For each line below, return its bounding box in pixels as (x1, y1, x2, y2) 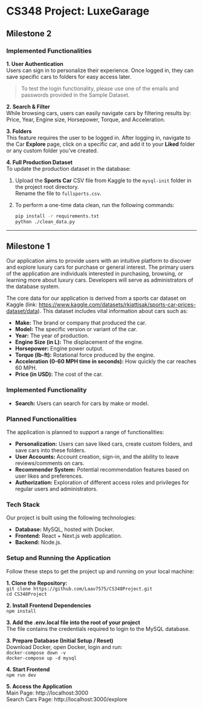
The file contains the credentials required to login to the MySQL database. (6, 625, 190, 632)
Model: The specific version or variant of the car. (14, 326, 138, 333)
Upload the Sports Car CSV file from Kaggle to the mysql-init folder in (14, 177, 192, 184)
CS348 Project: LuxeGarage (6, 4, 150, 18)
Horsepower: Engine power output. (14, 345, 104, 352)
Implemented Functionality (6, 386, 87, 394)
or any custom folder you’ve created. (6, 147, 98, 154)
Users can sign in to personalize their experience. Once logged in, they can (6, 67, 194, 74)
